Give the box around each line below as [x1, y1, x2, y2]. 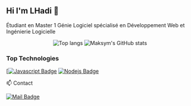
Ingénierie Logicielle [6, 28, 56, 35]
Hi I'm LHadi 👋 [6, 6, 59, 16]
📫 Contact [6, 79, 33, 86]
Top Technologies [6, 54, 60, 62]
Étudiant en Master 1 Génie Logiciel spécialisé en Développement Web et [6, 21, 185, 28]
